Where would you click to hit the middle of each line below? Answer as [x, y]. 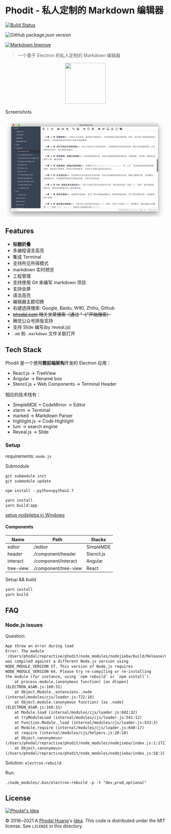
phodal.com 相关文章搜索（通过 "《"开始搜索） [62, 314]
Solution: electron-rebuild [34, 762]
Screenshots [19, 112]
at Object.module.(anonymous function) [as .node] [69, 702]
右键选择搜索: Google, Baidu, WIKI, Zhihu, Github [64, 308]
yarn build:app [21, 505]
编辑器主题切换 [28, 302]
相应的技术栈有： [23, 395]
